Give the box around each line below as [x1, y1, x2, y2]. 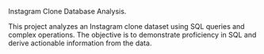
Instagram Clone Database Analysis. [8, 7, 127, 16]
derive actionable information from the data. [8, 38, 152, 48]
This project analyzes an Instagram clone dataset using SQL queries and [8, 22, 245, 31]
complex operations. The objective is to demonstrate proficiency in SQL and [8, 31, 257, 39]
